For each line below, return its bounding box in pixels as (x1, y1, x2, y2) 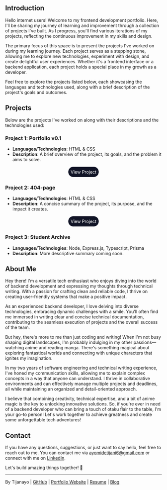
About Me (5, 265, 36, 273)
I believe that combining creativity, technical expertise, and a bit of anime (5, 395, 155, 402)
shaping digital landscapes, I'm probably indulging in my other (5, 339, 133, 345)
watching (5, 345, 24, 351)
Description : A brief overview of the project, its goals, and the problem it (12, 151, 162, 157)
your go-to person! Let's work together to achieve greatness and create (5, 411, 153, 417)
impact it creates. (12, 206, 48, 212)
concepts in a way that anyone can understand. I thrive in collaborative (5, 376, 150, 382)
